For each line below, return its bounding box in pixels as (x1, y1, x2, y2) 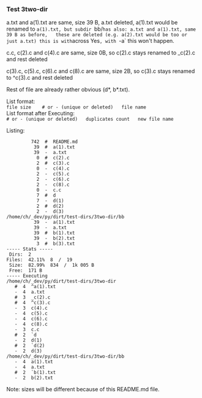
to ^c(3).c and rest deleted (6, 74, 73, 82)
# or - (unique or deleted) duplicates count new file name (6, 116, 174, 123)
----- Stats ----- (6, 246, 53, 253)
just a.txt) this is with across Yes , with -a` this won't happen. (6, 37, 174, 45)
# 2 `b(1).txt (14, 370, 56, 376)
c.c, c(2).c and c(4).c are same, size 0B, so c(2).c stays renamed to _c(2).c (6, 49, 196, 56)
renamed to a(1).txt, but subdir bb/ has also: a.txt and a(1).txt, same (6, 25, 196, 33)
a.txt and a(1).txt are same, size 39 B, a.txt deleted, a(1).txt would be (6, 19, 178, 26)
